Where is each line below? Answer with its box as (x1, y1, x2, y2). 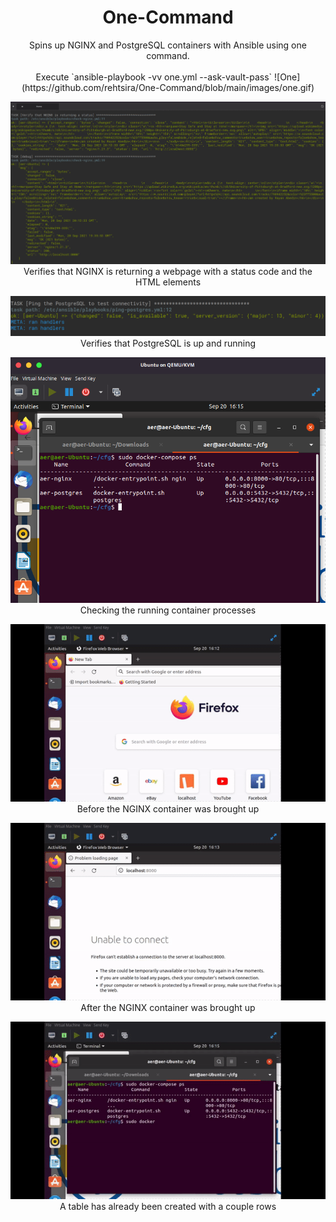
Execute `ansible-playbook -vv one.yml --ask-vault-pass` (35, 71, 273, 83)
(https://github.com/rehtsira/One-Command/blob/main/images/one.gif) (21, 81, 315, 93)
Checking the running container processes (79, 604, 257, 616)
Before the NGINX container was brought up (76, 803, 260, 815)
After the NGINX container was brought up (80, 1002, 256, 1014)
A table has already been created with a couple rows (59, 1200, 277, 1212)
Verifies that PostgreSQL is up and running (79, 337, 257, 349)
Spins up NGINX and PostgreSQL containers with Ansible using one (29, 39, 307, 51)
